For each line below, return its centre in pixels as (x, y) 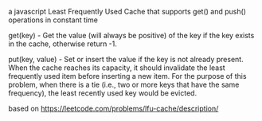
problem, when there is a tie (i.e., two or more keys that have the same (124, 84)
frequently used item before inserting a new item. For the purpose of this (127, 76)
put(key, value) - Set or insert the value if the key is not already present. (126, 59)
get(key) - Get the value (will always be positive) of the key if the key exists (131, 35)
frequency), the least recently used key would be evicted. (103, 93)
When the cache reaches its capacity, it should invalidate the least (117, 68)
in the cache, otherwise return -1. (63, 44)
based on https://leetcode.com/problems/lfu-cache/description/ (113, 108)
